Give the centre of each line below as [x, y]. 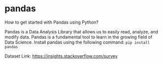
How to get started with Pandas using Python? [52, 22]
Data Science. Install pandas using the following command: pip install [77, 42]
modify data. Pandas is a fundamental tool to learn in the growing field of [79, 37]
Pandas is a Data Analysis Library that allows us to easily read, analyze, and [81, 32]
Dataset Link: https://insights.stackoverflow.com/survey [61, 56]
